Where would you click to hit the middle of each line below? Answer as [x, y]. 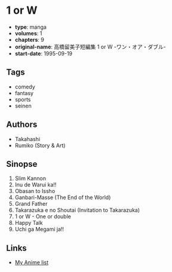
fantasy [24, 93]
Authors [22, 125]
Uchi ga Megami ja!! [39, 229]
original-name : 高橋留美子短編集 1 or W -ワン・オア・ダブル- [90, 47]
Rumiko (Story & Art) [40, 145]
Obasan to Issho [35, 191]
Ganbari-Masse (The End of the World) [63, 197]
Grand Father [31, 204]
